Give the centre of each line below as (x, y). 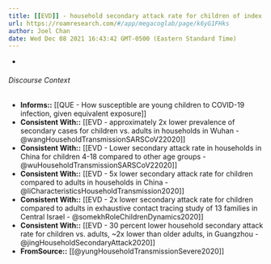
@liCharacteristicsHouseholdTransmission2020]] (102, 191)
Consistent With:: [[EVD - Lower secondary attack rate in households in (141, 148)
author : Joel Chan (39, 31)
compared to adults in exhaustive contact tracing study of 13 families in (139, 208)
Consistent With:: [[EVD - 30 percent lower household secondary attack (142, 226)
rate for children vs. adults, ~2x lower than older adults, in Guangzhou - (139, 234)
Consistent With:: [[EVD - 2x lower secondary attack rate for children (136, 200)
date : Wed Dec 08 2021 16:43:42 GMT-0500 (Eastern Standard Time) (123, 38)
